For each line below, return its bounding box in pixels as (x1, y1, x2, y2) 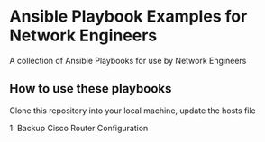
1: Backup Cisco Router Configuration (9, 122, 149, 133)
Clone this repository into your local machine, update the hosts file (9, 105, 257, 116)
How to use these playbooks (9, 81, 172, 96)
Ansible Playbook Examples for (9, 6, 248, 27)
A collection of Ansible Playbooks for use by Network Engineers (9, 55, 247, 66)
